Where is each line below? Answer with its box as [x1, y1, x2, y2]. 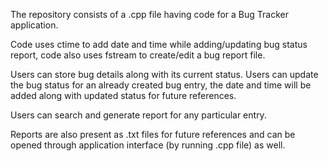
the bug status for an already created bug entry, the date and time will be [10, 79, 312, 91]
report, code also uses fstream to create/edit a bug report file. [10, 49, 266, 61]
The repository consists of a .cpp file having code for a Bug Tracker [10, 9, 289, 20]
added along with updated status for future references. [10, 90, 237, 101]
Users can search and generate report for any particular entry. [10, 109, 267, 121]
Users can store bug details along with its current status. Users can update [10, 69, 319, 80]
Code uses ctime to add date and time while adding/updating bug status [10, 39, 308, 50]
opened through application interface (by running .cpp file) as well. [10, 139, 286, 151]
